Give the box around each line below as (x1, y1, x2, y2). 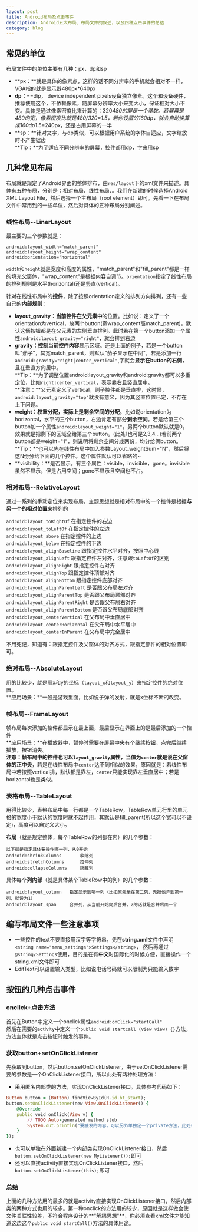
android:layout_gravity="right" (19, 336, 100, 342)
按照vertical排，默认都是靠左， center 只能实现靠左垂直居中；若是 (21, 768, 180, 775)
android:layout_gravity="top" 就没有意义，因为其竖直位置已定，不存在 (14, 394, 187, 401)
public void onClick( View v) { (16, 1111, 94, 1117)
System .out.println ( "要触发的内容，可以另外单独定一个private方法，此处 (27, 1122, 191, 1128)
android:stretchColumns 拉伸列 (6, 859, 94, 865)
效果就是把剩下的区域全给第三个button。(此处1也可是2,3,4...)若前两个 (14, 431, 183, 438)
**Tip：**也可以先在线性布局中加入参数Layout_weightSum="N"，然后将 (14, 445, 190, 452)
